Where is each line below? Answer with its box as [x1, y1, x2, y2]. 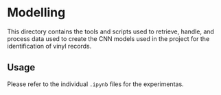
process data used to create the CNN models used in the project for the [7, 34, 210, 42]
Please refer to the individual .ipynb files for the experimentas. [7, 80, 184, 88]
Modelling [7, 5, 66, 21]
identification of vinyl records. [7, 42, 92, 50]
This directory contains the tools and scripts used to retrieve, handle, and [7, 27, 215, 36]
